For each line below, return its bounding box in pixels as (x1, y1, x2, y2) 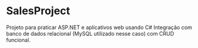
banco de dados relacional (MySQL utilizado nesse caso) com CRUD (6, 30, 174, 37)
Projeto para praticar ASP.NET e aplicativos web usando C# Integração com (6, 24, 192, 31)
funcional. (6, 36, 31, 43)
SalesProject (6, 4, 70, 18)
